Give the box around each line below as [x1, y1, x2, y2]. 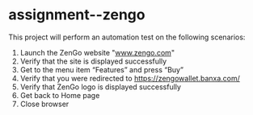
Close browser [19, 99, 70, 109]
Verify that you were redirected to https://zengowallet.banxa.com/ [19, 73, 241, 83]
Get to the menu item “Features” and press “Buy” [19, 64, 184, 74]
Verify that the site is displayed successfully [19, 56, 167, 66]
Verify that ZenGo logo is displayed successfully [19, 82, 182, 92]
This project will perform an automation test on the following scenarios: [8, 32, 246, 42]
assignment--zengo [8, 6, 145, 24]
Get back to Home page [19, 90, 100, 100]
